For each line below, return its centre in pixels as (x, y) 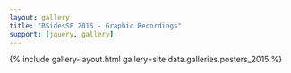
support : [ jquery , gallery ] (62, 34)
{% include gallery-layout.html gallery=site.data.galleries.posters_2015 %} (146, 60)
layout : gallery (39, 17)
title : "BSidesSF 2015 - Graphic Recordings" (95, 26)
